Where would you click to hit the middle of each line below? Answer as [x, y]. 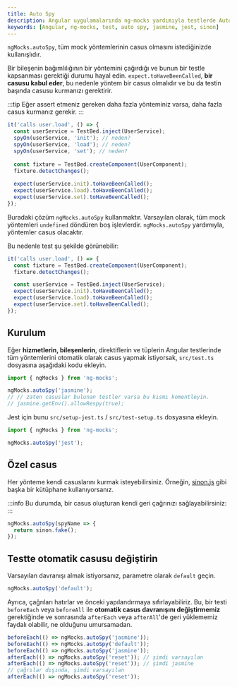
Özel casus [32, 465]
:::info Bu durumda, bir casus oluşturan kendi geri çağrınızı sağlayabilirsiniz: [117, 503]
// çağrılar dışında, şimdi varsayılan [66, 670]
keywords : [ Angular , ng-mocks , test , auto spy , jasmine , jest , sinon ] [113, 27]
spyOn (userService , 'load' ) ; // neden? [72, 145]
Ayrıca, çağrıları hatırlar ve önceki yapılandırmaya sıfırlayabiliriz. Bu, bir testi [117, 602]
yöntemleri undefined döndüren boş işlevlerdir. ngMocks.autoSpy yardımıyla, [116, 225]
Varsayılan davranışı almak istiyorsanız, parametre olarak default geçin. [111, 575]
